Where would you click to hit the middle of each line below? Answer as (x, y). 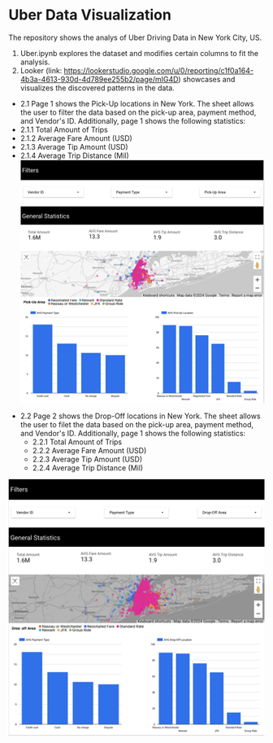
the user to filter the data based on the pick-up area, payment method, (138, 112)
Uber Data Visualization (90, 15)
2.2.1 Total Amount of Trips (77, 442)
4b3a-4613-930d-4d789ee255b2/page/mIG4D (99, 79)
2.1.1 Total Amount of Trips (64, 129)
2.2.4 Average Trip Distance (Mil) (88, 468)
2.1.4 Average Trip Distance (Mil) (75, 155)
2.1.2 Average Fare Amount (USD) (76, 138)
